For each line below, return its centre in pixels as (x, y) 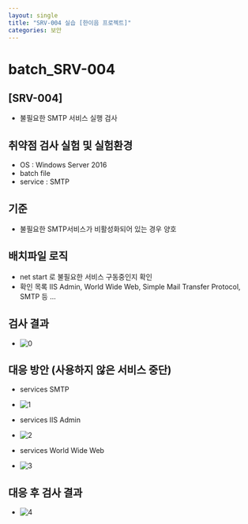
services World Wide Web (62, 451)
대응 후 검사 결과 (45, 493)
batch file (35, 174)
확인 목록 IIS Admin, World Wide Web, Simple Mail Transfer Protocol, (130, 286)
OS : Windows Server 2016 (63, 165)
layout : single (33, 15)
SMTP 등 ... (38, 296)
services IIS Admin (50, 420)
